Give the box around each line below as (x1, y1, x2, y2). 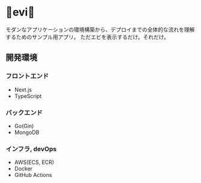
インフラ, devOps (5, 145, 57, 153)
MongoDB (14, 129, 40, 136)
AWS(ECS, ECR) (14, 158, 55, 166)
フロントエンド (5, 72, 49, 80)
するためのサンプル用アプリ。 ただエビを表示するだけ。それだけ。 (5, 33, 169, 41)
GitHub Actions (14, 172, 52, 179)
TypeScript (14, 92, 42, 99)
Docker (14, 165, 33, 172)
